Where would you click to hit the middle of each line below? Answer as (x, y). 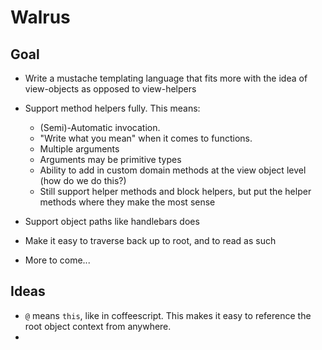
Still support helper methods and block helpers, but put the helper (175, 191)
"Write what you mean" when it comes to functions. (146, 138)
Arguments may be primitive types (110, 159)
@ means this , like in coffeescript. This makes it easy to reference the (168, 315)
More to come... (57, 260)
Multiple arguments (79, 149)
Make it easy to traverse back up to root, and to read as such (150, 240)
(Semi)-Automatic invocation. (100, 127)
